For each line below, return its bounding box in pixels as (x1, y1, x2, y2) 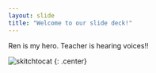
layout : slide (8, 11, 55, 20)
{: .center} (54, 56, 87, 66)
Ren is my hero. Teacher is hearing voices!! (8, 40, 149, 50)
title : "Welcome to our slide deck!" (8, 19, 133, 27)
